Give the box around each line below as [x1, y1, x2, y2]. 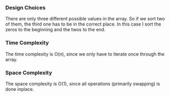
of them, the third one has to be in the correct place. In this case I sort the [5, 21, 161, 27]
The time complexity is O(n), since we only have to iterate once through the [5, 51, 165, 57]
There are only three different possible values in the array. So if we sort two [5, 16, 165, 22]
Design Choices [5, 4, 46, 11]
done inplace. [5, 86, 34, 92]
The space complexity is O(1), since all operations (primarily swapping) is [5, 81, 160, 87]
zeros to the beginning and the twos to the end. [5, 27, 106, 33]
